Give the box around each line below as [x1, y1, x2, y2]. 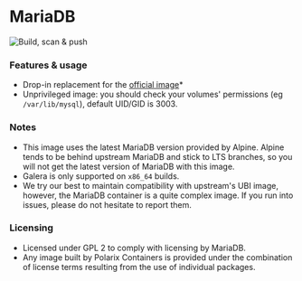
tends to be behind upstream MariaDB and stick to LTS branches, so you [22, 151, 293, 162]
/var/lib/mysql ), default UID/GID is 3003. [22, 98, 178, 109]
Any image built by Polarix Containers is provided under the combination [22, 251, 293, 263]
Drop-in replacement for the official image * [22, 80, 184, 90]
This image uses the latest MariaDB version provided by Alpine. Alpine [22, 142, 285, 153]
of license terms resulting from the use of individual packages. [22, 261, 256, 272]
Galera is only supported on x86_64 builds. [22, 170, 180, 182]
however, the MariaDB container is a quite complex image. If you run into [22, 190, 294, 201]
